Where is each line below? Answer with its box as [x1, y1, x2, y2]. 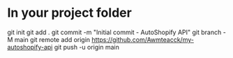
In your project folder [7, 5, 133, 21]
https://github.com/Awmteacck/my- [91, 35, 194, 43]
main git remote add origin [14, 35, 91, 43]
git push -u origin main [54, 43, 120, 51]
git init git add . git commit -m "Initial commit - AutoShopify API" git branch [7, 28, 222, 36]
